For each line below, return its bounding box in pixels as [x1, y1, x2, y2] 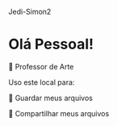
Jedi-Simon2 [8, 7, 52, 16]
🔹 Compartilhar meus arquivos [8, 108, 110, 118]
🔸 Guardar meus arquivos [8, 93, 93, 103]
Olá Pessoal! [8, 36, 94, 53]
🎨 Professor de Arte [8, 61, 74, 71]
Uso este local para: [8, 77, 75, 87]
